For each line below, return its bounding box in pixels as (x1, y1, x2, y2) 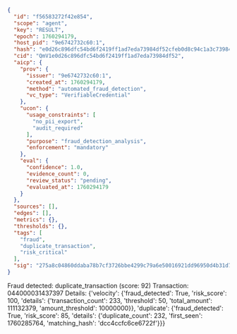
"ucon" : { (20, 105, 49, 112)
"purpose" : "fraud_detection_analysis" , (25, 137, 147, 144)
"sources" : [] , (13, 203, 59, 211)
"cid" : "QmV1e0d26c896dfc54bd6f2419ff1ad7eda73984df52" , (13, 53, 185, 60)
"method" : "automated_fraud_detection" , (25, 85, 147, 92)
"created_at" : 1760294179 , (25, 78, 106, 86)
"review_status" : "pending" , (25, 177, 112, 184)
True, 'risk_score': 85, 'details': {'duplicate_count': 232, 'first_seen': (7, 311, 203, 320)
